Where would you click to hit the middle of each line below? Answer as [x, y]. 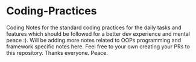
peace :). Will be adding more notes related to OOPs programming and [94, 40]
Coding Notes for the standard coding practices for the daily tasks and [94, 27]
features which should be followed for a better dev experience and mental [98, 33]
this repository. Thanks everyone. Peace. [57, 52]
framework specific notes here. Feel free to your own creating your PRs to [98, 46]
